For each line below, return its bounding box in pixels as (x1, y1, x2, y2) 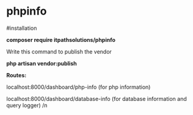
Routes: (6, 71, 27, 78)
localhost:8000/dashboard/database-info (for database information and (6, 95, 188, 102)
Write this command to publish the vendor (6, 47, 112, 55)
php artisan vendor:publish (6, 60, 78, 67)
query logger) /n (6, 102, 48, 109)
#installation (6, 24, 37, 32)
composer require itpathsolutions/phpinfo (6, 36, 116, 43)
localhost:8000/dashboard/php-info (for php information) (6, 83, 151, 91)
